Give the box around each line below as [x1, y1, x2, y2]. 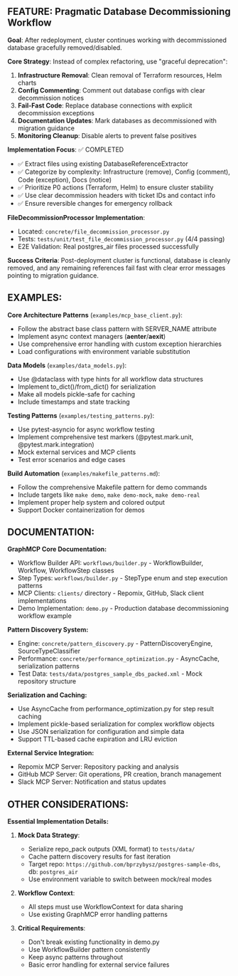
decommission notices [17, 93, 84, 102]
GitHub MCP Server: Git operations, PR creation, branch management [17, 770, 222, 779]
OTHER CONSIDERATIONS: [7, 798, 129, 810]
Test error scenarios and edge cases [17, 455, 126, 463]
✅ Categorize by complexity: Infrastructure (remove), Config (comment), [17, 167, 231, 176]
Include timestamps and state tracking [17, 397, 130, 406]
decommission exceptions [17, 108, 94, 117]
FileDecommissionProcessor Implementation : [7, 213, 146, 221]
